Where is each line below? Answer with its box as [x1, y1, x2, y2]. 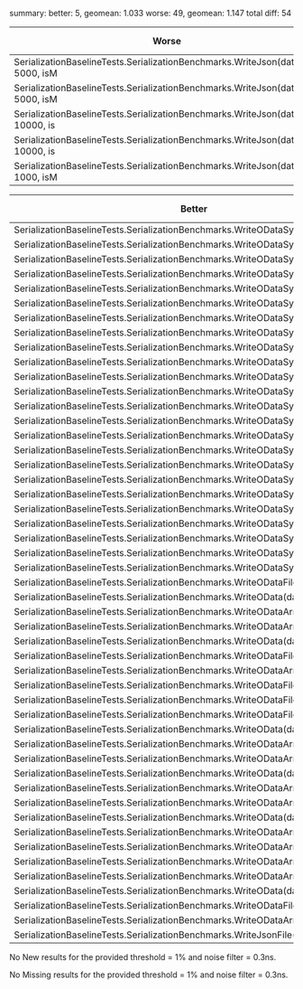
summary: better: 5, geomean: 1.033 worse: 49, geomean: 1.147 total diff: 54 [9, 8, 292, 18]
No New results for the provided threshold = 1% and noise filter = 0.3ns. [9, 952, 277, 962]
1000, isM [14, 171, 58, 184]
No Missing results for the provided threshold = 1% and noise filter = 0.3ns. [9, 969, 289, 980]
